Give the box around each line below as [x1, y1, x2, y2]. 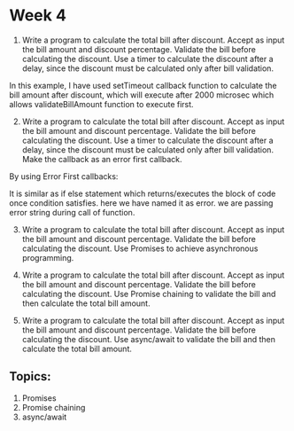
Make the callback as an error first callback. [21, 153, 183, 164]
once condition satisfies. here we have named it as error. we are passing [9, 197, 274, 208]
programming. [21, 252, 74, 263]
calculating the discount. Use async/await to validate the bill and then [21, 333, 276, 344]
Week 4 [9, 5, 66, 26]
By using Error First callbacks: [9, 170, 119, 182]
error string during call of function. [9, 207, 135, 217]
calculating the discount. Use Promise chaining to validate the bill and [21, 288, 276, 299]
